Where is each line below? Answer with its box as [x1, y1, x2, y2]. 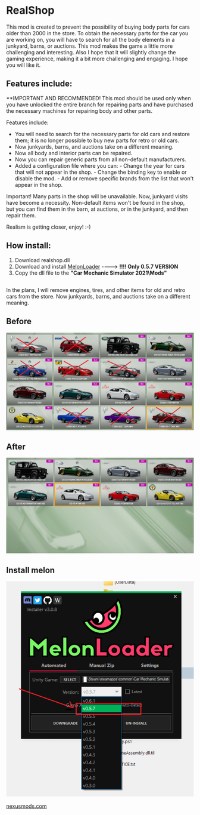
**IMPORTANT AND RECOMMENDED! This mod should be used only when [6, 94, 192, 102]
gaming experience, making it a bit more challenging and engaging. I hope [6, 55, 189, 62]
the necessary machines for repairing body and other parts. [6, 107, 153, 114]
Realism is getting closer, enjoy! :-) [6, 223, 91, 230]
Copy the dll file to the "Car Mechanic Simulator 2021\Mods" [14, 269, 167, 276]
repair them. [6, 211, 36, 219]
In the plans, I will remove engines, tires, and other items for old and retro [6, 286, 186, 293]
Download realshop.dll [14, 256, 70, 263]
